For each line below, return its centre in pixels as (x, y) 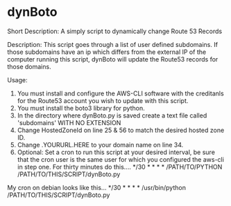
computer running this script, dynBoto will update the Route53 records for (113, 59)
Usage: (17, 79)
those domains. (29, 66)
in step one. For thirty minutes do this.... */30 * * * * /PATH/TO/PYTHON (120, 167)
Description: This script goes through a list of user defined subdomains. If (113, 44)
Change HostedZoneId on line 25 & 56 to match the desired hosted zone (121, 130)
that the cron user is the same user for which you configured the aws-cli (120, 159)
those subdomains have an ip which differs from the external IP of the (107, 52)
